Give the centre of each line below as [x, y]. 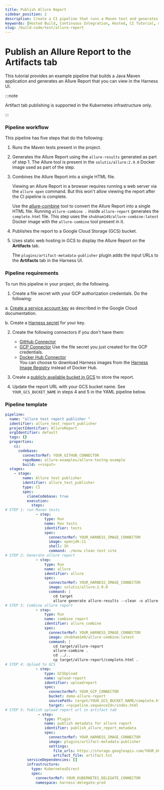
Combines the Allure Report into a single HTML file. [64, 177]
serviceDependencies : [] [52, 760]
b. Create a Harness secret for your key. [45, 323]
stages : [17, 469]
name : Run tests [61, 524]
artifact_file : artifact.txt [82, 755]
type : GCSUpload [61, 673]
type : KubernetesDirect [55, 769]
